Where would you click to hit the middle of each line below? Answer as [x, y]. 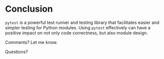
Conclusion [29, 9]
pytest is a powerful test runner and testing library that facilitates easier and [82, 22]
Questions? [16, 52]
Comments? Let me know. [32, 42]
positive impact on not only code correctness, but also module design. [77, 33]
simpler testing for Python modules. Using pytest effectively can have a [78, 27]
